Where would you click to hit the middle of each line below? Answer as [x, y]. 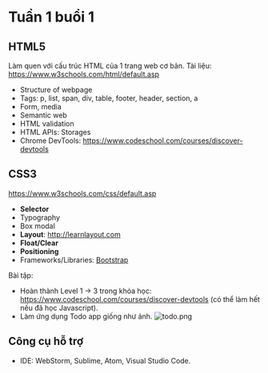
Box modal [38, 226]
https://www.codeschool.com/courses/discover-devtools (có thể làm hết [140, 299]
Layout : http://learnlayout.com [70, 234]
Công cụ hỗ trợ [46, 341]
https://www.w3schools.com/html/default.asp [84, 74]
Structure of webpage [56, 89]
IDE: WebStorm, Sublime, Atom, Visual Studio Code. [105, 360]
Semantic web [44, 115]
